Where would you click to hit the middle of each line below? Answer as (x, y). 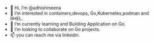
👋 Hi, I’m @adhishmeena (36, 8)
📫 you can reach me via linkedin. (45, 35)
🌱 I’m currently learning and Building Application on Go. (68, 24)
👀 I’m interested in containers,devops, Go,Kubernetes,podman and (80, 13)
